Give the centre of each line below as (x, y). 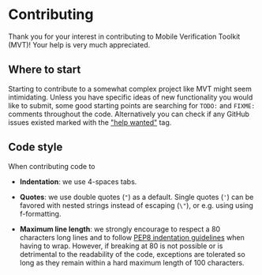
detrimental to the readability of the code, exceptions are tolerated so (133, 254)
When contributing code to (52, 166)
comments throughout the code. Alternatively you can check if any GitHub (129, 114)
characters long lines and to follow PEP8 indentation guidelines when (132, 237)
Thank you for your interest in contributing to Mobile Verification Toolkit (124, 36)
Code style (36, 147)
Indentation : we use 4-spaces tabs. (78, 181)
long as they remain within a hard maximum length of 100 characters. (132, 262)
